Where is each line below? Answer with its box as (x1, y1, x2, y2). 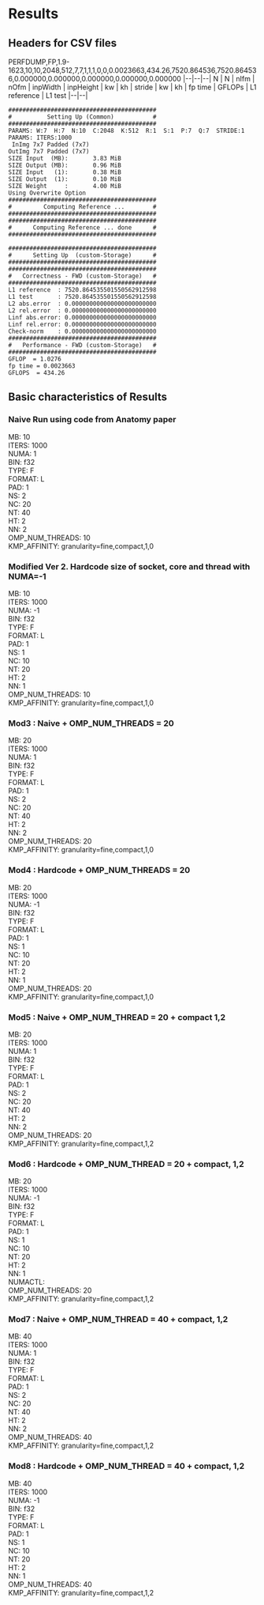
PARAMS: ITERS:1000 (8, 134, 73, 142)
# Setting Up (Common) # (8, 113, 157, 121)
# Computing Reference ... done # (8, 224, 157, 232)
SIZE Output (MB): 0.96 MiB (8, 161, 122, 169)
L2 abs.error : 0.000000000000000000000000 (8, 300, 157, 308)
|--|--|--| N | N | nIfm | (182, 74, 255, 83)
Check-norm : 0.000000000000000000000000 (8, 327, 157, 335)
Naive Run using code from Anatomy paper (8, 414, 177, 425)
